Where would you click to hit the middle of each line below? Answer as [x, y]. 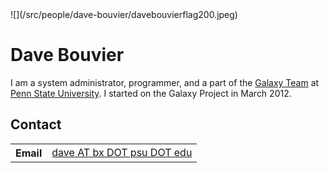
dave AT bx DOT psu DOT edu [122, 152]
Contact [36, 124]
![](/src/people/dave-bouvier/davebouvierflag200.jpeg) [124, 14]
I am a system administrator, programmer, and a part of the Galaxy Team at [165, 82]
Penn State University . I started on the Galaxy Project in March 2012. [151, 93]
